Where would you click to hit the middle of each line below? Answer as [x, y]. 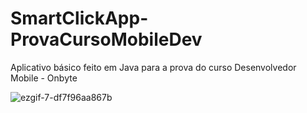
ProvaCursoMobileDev [106, 39]
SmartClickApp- [79, 18]
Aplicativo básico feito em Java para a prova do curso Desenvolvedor [153, 67]
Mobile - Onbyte [44, 78]
